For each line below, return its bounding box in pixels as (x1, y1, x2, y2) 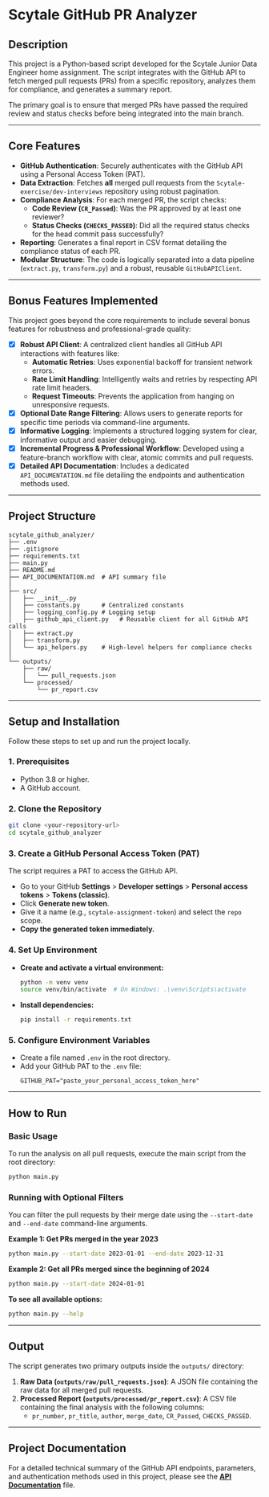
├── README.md (8, 566, 56, 574)
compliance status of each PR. (19, 246, 121, 256)
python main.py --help (8, 1310, 84, 1319)
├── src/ (8, 587, 38, 595)
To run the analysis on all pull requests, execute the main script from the (8, 1149, 247, 1159)
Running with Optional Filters (8, 1192, 124, 1203)
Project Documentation (8, 1442, 126, 1455)
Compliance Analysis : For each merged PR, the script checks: (19, 194, 227, 204)
